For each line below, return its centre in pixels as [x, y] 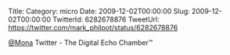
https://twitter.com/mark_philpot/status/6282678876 [93, 27]
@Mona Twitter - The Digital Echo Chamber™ [81, 43]
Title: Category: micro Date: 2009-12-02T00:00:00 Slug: [99, 11]
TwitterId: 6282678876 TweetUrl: [106, 19]
